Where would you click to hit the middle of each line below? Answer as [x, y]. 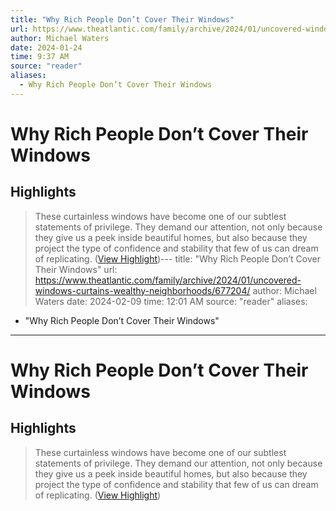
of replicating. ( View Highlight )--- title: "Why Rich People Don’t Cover [177, 258]
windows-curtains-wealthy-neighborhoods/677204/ [142, 290]
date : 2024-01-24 [46, 47]
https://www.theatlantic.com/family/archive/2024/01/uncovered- [168, 280]
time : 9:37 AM [40, 57]
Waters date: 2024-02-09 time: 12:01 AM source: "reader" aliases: [171, 301]
